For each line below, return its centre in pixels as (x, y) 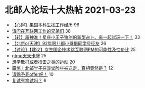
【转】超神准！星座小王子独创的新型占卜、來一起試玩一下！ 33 (76, 37)
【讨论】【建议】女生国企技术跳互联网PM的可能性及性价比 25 (74, 49)
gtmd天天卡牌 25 (29, 55)
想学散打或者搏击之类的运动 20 (43, 62)
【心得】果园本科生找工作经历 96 (46, 25)
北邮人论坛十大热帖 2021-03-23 (70, 10)
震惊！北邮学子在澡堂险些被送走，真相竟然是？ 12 (62, 68)
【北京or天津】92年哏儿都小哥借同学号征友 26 (59, 43)
